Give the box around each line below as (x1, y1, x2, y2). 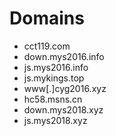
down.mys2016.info (23, 50, 105, 62)
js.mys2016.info (23, 61, 89, 73)
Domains (9, 7, 85, 30)
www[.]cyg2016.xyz (23, 82, 107, 94)
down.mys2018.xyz (23, 103, 104, 116)
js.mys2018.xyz (23, 114, 88, 126)
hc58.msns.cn (23, 93, 83, 105)
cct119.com (23, 40, 71, 52)
